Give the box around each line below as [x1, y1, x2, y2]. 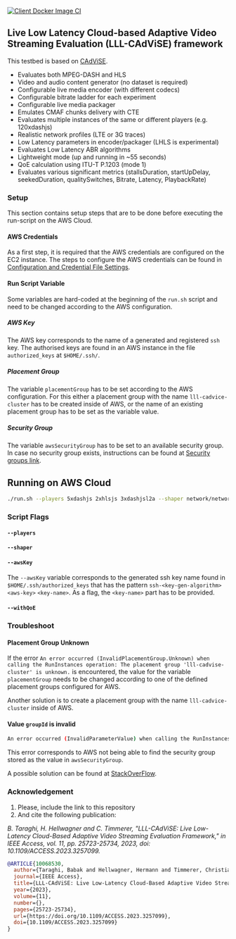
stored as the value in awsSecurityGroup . [7, 756, 124, 764]
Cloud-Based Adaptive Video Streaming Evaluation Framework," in [32, 831, 226, 840]
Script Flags [7, 512, 49, 522]
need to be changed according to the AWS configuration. [7, 302, 173, 311]
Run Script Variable [7, 279, 65, 287]
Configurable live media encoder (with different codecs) [17, 85, 181, 94]
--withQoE [7, 604, 37, 612]
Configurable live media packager [17, 100, 116, 108]
